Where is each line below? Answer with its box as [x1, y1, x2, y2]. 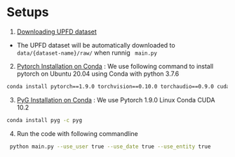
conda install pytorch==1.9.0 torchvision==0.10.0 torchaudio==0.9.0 [6, 83, 215, 90]
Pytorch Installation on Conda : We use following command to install [16, 62, 214, 70]
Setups [6, 4, 50, 20]
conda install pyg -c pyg [6, 116, 82, 123]
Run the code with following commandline [16, 129, 138, 137]
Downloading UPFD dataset [16, 27, 98, 36]
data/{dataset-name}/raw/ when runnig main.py [16, 48, 157, 57]
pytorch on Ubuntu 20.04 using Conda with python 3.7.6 [16, 69, 180, 78]
